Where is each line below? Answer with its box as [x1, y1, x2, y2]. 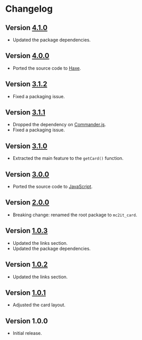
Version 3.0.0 [5, 170, 49, 179]
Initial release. [12, 330, 42, 336]
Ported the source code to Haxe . [12, 65, 81, 71]
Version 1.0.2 [5, 260, 48, 269]
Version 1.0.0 [5, 317, 48, 325]
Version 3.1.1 [5, 108, 46, 117]
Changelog [5, 3, 53, 15]
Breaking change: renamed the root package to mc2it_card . [12, 212, 137, 218]
